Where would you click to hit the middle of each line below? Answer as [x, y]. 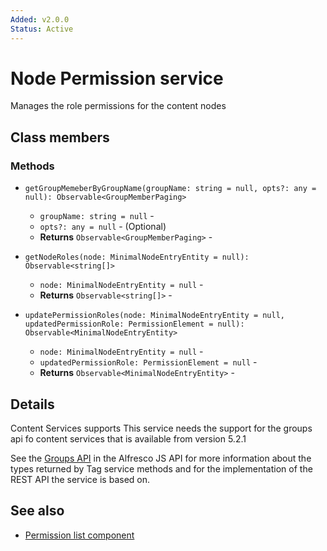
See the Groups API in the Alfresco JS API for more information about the [161, 458]
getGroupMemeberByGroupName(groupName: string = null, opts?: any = [170, 189]
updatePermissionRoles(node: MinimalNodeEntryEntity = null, [155, 316]
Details [32, 404]
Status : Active [42, 29]
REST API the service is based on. [80, 479]
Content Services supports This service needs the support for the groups [161, 428]
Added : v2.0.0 [40, 19]
